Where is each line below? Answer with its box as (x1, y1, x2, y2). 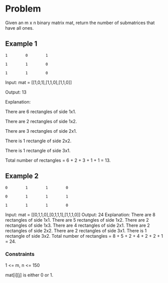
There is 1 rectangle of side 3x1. (5, 147, 71, 153)
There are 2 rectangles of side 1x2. (5, 118, 77, 124)
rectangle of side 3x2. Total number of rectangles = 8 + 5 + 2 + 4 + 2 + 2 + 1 (5, 233, 163, 239)
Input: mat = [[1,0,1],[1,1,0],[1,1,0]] (5, 79, 72, 85)
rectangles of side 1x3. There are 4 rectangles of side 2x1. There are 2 (5, 222, 150, 228)
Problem (5, 3, 41, 15)
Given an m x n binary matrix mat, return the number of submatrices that (5, 20, 155, 26)
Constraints (5, 251, 35, 258)
